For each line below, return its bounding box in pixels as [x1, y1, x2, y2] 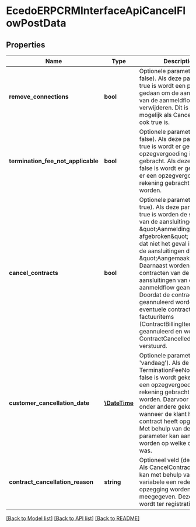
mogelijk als [139, 111, 172, 119]
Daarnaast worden [139, 261, 190, 270]
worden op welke [139, 439, 187, 447]
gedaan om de [139, 89, 179, 97]
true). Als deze [139, 203, 180, 211]
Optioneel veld [139, 456, 179, 464]
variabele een [139, 478, 177, 486]
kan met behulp [139, 471, 182, 478]
